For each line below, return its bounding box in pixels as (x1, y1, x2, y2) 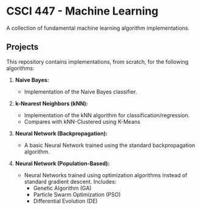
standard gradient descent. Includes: (24, 178, 117, 185)
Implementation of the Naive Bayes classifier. (24, 88, 137, 95)
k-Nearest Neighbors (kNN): (15, 100, 88, 107)
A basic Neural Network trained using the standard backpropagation (24, 141, 196, 149)
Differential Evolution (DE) (33, 197, 98, 205)
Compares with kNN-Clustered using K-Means (24, 118, 141, 125)
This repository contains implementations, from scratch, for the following (6, 58, 189, 65)
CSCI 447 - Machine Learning (6, 4, 159, 18)
